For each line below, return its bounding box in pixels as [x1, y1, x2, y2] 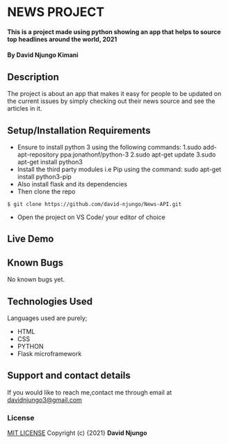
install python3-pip [17, 173, 72, 181]
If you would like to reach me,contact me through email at [7, 388, 172, 397]
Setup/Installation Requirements [7, 125, 151, 136]
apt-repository [17, 150, 59, 159]
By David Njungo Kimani [7, 51, 79, 59]
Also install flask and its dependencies [17, 180, 127, 188]
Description [7, 71, 59, 83]
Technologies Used [7, 295, 92, 307]
